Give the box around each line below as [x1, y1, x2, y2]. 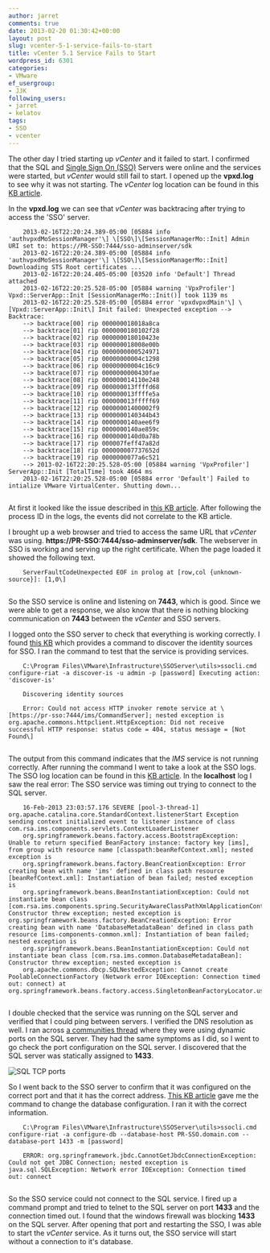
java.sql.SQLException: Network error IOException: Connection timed [8, 1165, 247, 1173]
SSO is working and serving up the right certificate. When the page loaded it [8, 544, 261, 554]
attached [8, 277, 38, 285]
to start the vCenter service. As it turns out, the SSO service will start [8, 1228, 237, 1238]
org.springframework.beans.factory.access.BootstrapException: [22, 832, 239, 840]
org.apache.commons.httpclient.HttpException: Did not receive [8, 718, 225, 726]
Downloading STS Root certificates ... [8, 263, 142, 271]
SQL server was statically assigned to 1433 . [8, 1051, 154, 1060]
